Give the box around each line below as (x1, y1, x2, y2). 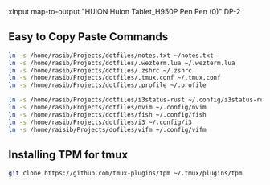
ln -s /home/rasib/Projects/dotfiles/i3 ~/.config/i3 (8, 118, 193, 126)
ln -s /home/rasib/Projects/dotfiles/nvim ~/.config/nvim (8, 104, 207, 112)
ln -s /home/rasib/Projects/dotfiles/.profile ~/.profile (8, 81, 207, 89)
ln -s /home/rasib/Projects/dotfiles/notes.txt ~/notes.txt (8, 51, 215, 60)
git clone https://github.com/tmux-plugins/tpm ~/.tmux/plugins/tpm (8, 169, 243, 178)
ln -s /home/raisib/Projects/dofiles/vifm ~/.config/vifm (8, 125, 207, 134)
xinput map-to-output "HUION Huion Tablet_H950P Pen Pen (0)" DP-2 (8, 7, 241, 16)
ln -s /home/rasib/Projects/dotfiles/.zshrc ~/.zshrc (8, 66, 193, 75)
